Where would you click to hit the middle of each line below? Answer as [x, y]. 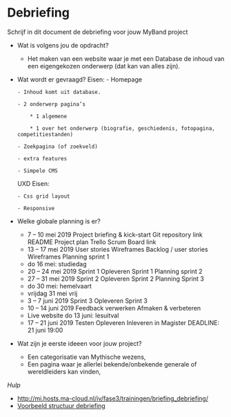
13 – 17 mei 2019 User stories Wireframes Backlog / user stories [118, 249]
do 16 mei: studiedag [57, 263]
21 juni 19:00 [45, 330]
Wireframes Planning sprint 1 [68, 257]
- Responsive [36, 208]
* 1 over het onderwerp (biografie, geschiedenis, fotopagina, [122, 128]
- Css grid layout [43, 196]
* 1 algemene [49, 116]
